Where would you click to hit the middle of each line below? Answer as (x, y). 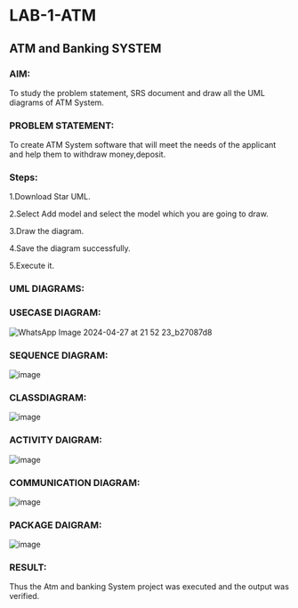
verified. (24, 596)
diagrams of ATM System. (56, 102)
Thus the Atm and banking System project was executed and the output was (149, 587)
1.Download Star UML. (50, 197)
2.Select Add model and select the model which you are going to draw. (139, 214)
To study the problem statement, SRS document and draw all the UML (137, 93)
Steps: (24, 177)
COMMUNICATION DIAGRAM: (75, 482)
